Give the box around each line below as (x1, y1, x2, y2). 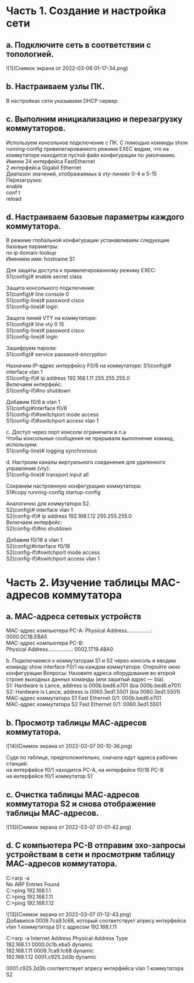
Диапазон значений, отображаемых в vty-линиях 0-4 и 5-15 (6, 170, 157, 177)
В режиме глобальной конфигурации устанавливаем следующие (6, 237, 170, 244)
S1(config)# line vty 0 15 (6, 321, 64, 328)
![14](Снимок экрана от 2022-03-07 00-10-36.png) (6, 742, 133, 749)
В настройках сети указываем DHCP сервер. (6, 97, 119, 104)
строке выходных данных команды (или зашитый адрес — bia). (6, 676, 165, 683)
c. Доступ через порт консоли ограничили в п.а (6, 428, 127, 435)
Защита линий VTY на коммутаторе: (6, 315, 97, 322)
